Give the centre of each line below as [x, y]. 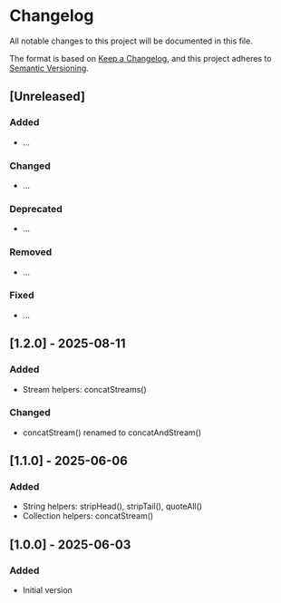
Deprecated [36, 209]
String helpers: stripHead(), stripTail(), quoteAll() [112, 506]
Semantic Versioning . [49, 68]
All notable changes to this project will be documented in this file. [131, 41]
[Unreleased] [48, 97]
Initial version [47, 590]
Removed [31, 252]
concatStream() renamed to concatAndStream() [112, 433]
